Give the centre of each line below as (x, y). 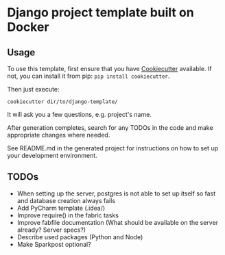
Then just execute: (33, 89)
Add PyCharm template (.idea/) (61, 208)
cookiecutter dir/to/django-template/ (62, 102)
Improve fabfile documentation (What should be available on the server (117, 222)
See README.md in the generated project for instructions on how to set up (113, 148)
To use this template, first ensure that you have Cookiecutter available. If (109, 69)
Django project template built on (100, 13)
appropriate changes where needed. (59, 135)
